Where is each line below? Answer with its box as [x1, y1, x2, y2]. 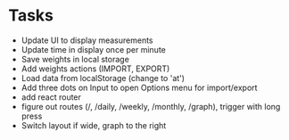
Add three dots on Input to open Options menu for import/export [21, 82, 258, 93]
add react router [21, 91, 82, 103]
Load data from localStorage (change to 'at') [21, 72, 185, 83]
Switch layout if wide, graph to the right [21, 119, 167, 130]
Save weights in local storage [21, 54, 130, 64]
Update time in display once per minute [21, 44, 166, 54]
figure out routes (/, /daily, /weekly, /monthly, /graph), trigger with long [21, 101, 281, 111]
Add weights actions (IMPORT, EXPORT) [21, 63, 170, 74]
